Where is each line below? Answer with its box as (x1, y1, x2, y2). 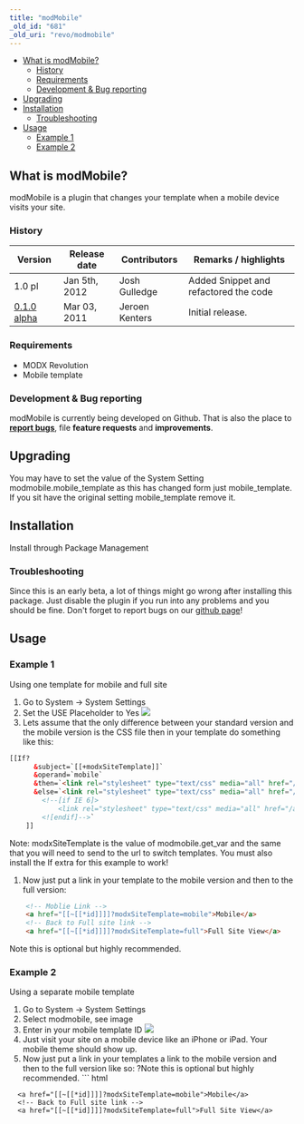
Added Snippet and (188, 274, 271, 287)
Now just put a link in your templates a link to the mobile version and (22, 1053, 278, 1064)
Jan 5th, (62, 274, 99, 287)
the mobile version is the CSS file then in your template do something (22, 727, 280, 738)
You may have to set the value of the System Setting (9, 473, 204, 484)
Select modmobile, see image (22, 1013, 134, 1025)
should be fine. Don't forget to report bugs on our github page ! (9, 605, 243, 615)
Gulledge (119, 286, 158, 298)
